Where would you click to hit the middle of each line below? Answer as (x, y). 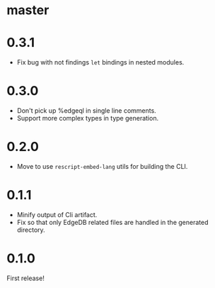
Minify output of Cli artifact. (57, 214)
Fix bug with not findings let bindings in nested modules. (100, 62)
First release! (26, 278)
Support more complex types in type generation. (88, 118)
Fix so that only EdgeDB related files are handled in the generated (112, 222)
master (28, 10)
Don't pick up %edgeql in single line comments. (86, 111)
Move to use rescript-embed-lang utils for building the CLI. (102, 166)
